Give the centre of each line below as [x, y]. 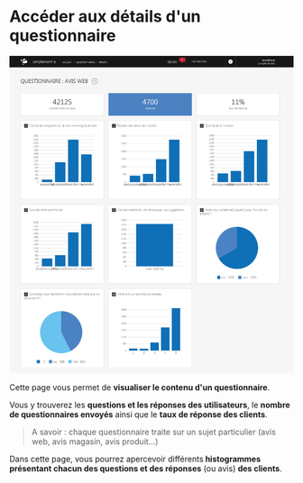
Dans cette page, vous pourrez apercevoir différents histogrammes [135, 459]
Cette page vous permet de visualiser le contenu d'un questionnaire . [140, 387]
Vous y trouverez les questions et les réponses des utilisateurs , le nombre [150, 405]
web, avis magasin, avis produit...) [95, 442]
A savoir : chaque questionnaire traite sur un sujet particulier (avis [154, 432]
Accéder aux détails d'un [105, 17]
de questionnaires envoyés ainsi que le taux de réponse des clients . [138, 415]
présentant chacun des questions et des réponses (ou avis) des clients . [146, 469]
